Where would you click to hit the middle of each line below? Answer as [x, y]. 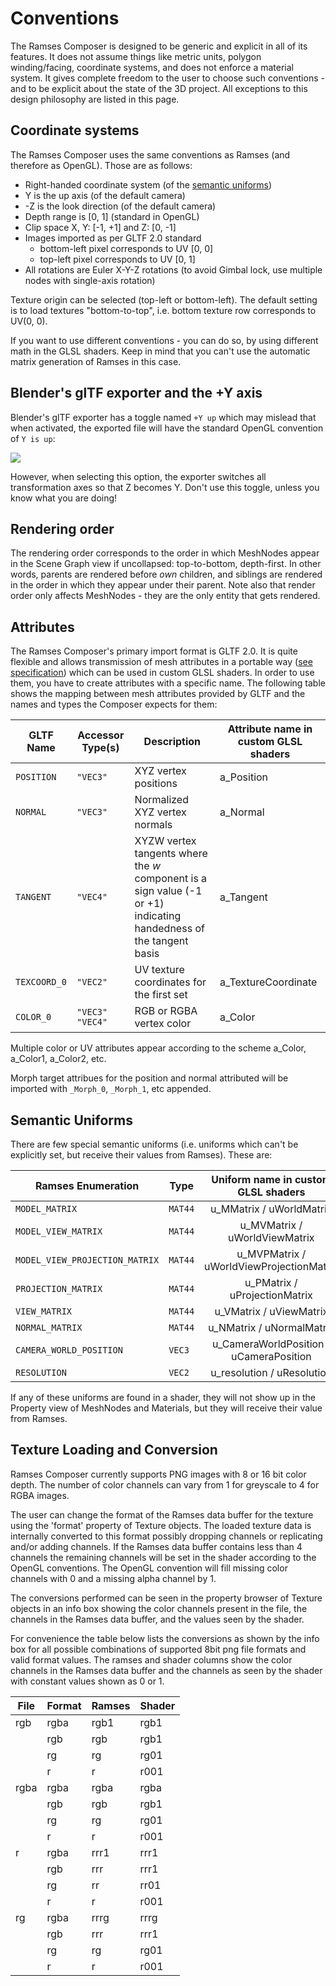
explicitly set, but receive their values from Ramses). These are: [141, 1155]
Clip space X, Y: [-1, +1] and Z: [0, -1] [100, 227]
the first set [161, 995]
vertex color [163, 1024]
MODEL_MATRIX [46, 1208]
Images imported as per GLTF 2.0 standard [113, 238]
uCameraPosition [271, 1356]
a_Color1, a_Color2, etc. [58, 1059]
